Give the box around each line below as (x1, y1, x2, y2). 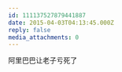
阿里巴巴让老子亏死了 (8, 56, 77, 65)
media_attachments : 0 (8, 33, 79, 41)
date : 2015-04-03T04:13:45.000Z (8, 19, 114, 27)
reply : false (8, 26, 51, 34)
